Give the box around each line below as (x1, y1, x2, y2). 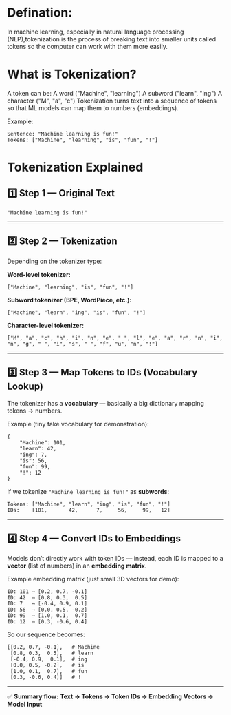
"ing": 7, (19, 451, 48, 458)
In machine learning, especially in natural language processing (7, 28, 184, 36)
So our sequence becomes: (7, 630, 86, 639)
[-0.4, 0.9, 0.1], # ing (10, 656, 88, 663)
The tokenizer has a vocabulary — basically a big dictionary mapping (7, 399, 205, 407)
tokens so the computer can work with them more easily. (7, 42, 168, 50)
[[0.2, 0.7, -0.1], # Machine (7, 644, 100, 651)
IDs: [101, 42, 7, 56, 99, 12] (7, 506, 170, 514)
